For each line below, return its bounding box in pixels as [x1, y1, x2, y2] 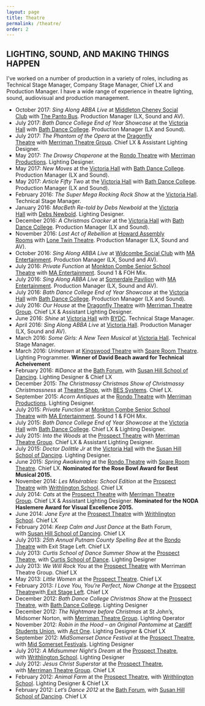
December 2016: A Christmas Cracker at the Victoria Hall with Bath [15, 217, 185, 224]
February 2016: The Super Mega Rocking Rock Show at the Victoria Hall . [15, 191, 198, 198]
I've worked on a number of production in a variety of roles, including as [6, 75, 188, 82]
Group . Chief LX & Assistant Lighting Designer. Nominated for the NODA [15, 497, 199, 505]
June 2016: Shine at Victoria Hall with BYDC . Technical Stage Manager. [15, 315, 195, 322]
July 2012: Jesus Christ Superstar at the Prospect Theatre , [15, 660, 163, 667]
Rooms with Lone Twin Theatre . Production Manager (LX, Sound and [15, 237, 188, 244]
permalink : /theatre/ [6, 20, 62, 26]
